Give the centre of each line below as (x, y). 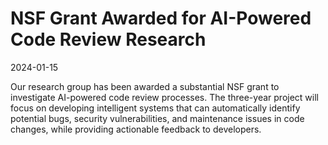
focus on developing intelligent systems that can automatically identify (155, 108)
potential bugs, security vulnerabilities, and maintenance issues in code (157, 118)
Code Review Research (108, 39)
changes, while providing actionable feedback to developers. (136, 129)
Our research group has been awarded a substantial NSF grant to (145, 86)
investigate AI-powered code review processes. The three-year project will (164, 97)
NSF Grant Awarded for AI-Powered (161, 18)
